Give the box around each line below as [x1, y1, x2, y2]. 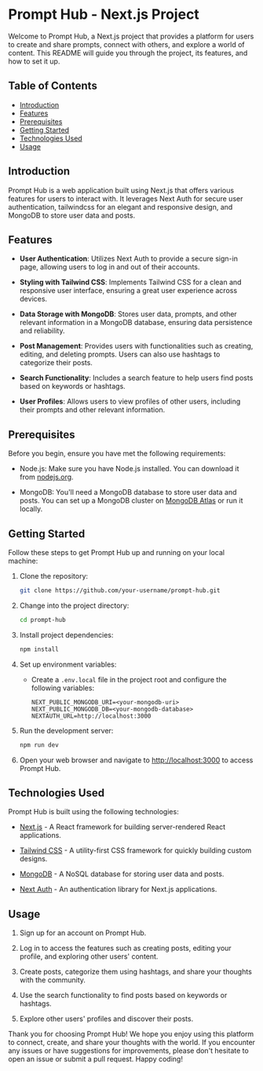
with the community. [19, 975, 86, 985]
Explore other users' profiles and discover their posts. [19, 1014, 194, 1024]
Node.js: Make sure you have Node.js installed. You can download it [19, 464, 239, 473]
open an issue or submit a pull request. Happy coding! [8, 1055, 183, 1064]
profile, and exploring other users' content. [19, 952, 159, 961]
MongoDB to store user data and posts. [8, 210, 136, 220]
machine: [8, 556, 38, 565]
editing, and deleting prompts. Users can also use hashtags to [19, 349, 221, 359]
